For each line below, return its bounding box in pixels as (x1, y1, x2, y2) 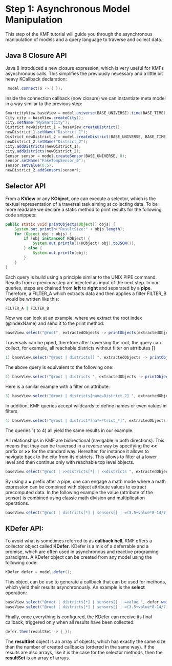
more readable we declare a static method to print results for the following (5, 206, 162, 212)
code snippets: (5, 211, 37, 218)
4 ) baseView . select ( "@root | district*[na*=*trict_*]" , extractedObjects (5, 418, 166, 423)
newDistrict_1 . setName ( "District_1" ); (5, 129, 88, 135)
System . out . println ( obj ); (32, 250, 88, 256)
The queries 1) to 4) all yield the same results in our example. (5, 427, 134, 434)
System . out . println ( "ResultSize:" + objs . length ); (14, 226, 125, 231)
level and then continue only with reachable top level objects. (5, 459, 135, 465)
